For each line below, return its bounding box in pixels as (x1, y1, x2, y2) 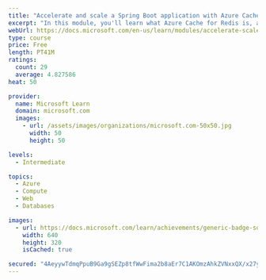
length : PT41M (8, 48, 55, 56)
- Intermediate (15, 158, 66, 167)
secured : (8, 260, 37, 268)
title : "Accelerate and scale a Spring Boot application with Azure (8, 11, 239, 20)
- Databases (15, 202, 55, 210)
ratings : (8, 56, 37, 64)
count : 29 (15, 63, 47, 71)
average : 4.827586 (15, 71, 77, 79)
